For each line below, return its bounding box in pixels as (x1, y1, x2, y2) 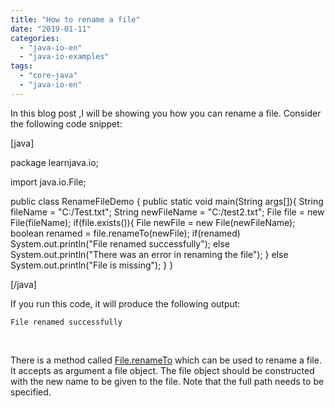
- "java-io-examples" (19, 52, 110, 62)
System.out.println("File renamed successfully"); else (10, 237, 231, 250)
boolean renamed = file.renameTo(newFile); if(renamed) (10, 227, 241, 239)
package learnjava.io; (10, 156, 99, 168)
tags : (10, 61, 33, 71)
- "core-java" (19, 71, 78, 81)
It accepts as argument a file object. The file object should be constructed (10, 364, 315, 376)
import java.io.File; (10, 176, 87, 188)
